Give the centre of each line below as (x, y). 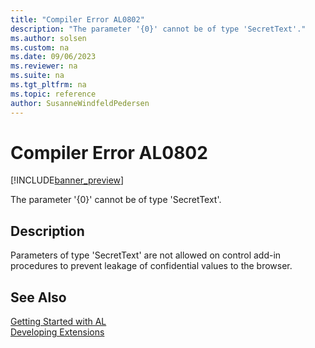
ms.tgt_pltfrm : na (48, 85)
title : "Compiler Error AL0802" (77, 19)
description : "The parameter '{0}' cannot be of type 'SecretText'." (158, 29)
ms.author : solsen (48, 38)
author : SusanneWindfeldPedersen (80, 103)
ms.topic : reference (53, 94)
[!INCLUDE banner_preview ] (67, 180)
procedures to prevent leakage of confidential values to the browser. (151, 266)
